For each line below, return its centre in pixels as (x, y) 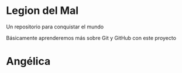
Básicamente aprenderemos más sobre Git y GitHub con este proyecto (91, 38)
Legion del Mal (42, 11)
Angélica (28, 61)
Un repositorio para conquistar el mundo (55, 27)
